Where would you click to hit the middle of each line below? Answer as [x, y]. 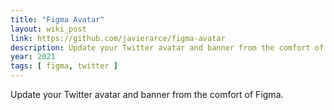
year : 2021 [33, 57]
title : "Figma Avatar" [57, 19]
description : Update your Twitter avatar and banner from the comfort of [167, 47]
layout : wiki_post [48, 29]
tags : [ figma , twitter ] [64, 66]
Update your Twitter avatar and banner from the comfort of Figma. [147, 94]
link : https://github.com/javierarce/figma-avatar [118, 38]
